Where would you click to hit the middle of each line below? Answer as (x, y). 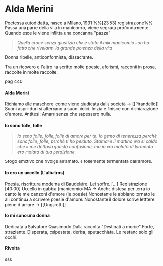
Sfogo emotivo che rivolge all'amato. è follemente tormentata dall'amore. (79, 161)
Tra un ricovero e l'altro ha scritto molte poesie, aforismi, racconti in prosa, (81, 67)
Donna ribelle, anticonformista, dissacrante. (49, 57)
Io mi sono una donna (27, 216)
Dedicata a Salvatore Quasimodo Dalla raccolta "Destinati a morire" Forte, (80, 226)
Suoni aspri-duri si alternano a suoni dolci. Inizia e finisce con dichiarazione (81, 109)
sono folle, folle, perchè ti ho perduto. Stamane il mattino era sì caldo (87, 141)
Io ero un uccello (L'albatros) (35, 172)
